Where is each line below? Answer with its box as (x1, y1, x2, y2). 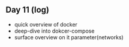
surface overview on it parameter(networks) (14, 33, 124, 41)
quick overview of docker (14, 20, 77, 28)
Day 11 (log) (5, 5, 49, 15)
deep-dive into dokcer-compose (14, 27, 95, 34)
